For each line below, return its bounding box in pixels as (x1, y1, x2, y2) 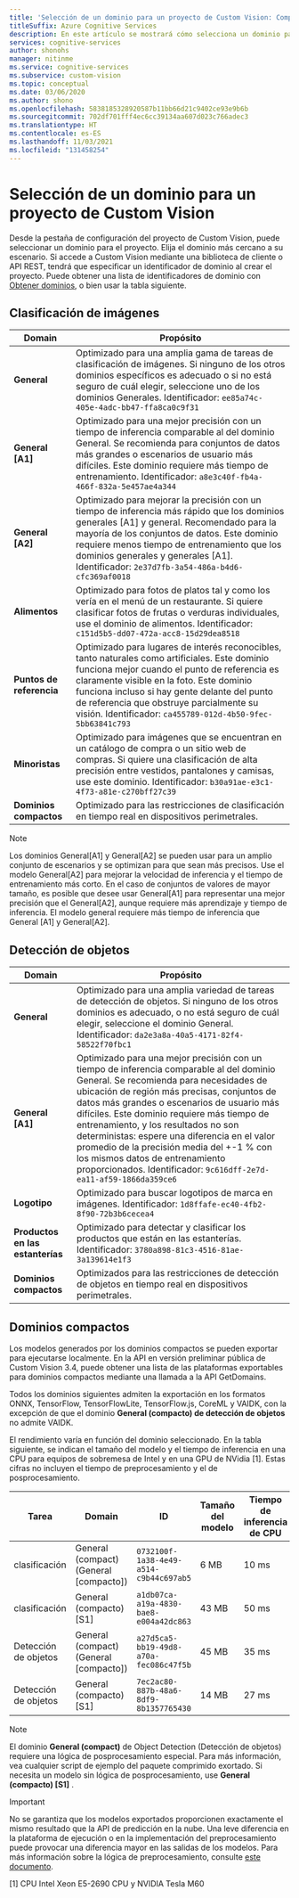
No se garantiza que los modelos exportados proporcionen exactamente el (9, 1814, 284, 1824)
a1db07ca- (136, 1590, 178, 1599)
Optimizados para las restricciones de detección (76, 1267, 279, 1280)
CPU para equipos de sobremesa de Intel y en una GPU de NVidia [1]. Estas (9, 1453, 287, 1464)
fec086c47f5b (136, 1660, 191, 1670)
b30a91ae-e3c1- (209, 777, 274, 788)
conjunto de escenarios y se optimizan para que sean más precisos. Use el (9, 860, 285, 871)
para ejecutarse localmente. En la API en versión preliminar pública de (9, 1353, 266, 1363)
